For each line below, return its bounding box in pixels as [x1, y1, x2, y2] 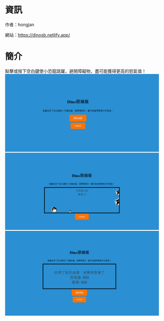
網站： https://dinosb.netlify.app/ [5, 32, 70, 38]
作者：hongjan [5, 22, 35, 27]
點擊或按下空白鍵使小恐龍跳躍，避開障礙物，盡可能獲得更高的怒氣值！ [5, 68, 146, 74]
